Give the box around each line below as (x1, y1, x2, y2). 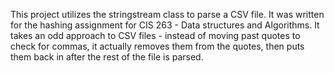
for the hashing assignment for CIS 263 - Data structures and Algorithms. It (10, 19, 320, 31)
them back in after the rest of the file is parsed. (10, 51, 204, 63)
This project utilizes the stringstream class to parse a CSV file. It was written (10, 9, 325, 20)
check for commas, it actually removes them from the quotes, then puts (10, 40, 305, 52)
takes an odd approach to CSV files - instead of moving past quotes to (10, 30, 301, 41)
